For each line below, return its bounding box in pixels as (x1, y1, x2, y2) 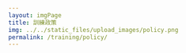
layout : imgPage (8, 11, 62, 19)
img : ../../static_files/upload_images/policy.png (8, 26, 179, 34)
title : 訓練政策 (8, 19, 57, 26)
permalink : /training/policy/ (8, 33, 108, 41)
